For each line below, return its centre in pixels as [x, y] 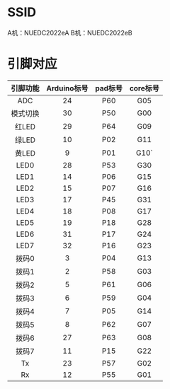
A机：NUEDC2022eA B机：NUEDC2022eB [70, 33]
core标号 [144, 88]
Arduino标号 [67, 88]
